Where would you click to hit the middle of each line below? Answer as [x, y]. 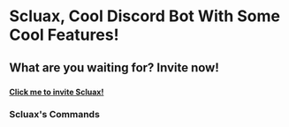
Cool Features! [64, 35]
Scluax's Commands [54, 115]
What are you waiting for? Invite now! [114, 67]
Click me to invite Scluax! [57, 92]
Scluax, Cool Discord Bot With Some [145, 16]
